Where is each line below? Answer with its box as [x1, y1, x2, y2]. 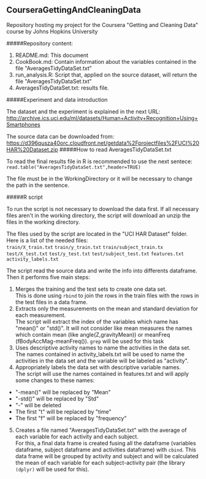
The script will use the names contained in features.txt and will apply [15, 370, 189, 377]
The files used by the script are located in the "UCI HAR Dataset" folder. [6, 230, 188, 237]
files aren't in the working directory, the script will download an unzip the [6, 212, 191, 219]
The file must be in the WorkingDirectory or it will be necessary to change [6, 175, 193, 182]
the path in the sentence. [6, 181, 69, 189]
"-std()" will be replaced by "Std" [15, 395, 99, 402]
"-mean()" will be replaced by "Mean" [15, 388, 112, 396]
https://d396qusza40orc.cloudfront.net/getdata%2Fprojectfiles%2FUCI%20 [6, 139, 200, 147]
